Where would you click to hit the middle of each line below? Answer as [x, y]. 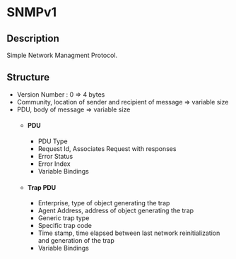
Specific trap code [65, 226]
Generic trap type [64, 218]
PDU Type [53, 141]
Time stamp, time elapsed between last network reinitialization [129, 233]
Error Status [55, 157]
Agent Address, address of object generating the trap [116, 211]
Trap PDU [42, 187]
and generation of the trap [76, 241]
